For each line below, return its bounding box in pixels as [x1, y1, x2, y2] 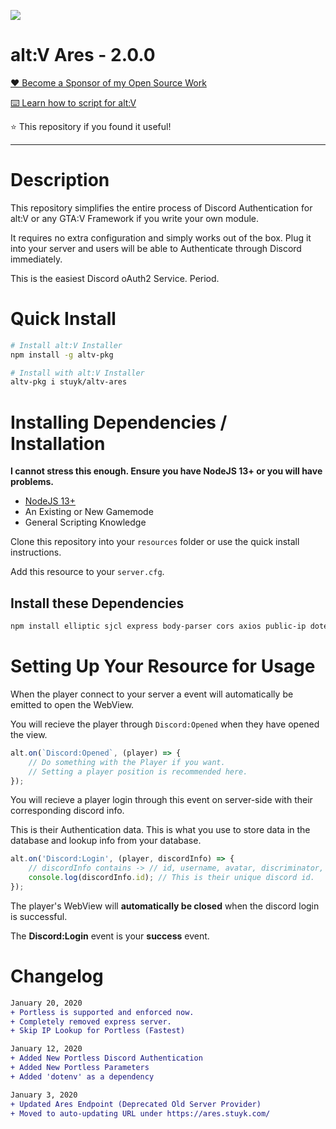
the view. [10, 728, 48, 740]
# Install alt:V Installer [10, 340, 123, 350]
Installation [10, 432, 106, 455]
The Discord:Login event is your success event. [10, 930, 210, 942]
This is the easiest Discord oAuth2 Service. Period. [10, 272, 220, 284]
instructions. [10, 546, 62, 559]
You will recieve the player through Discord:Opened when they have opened [10, 718, 320, 730]
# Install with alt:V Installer [10, 368, 145, 378]
